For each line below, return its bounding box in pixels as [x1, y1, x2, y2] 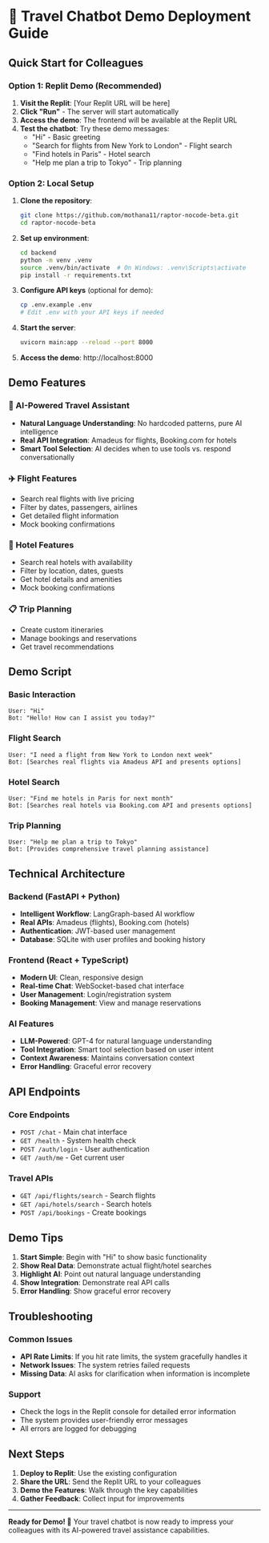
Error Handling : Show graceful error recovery [19, 1286, 171, 1296]
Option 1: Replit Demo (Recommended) [8, 80, 163, 91]
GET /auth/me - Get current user [19, 1152, 125, 1163]
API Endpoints [8, 1084, 81, 1099]
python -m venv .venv [19, 256, 92, 264]
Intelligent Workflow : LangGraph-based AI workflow [19, 908, 195, 919]
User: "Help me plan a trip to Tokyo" [8, 838, 138, 847]
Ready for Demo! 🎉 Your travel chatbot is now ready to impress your [8, 1517, 234, 1527]
